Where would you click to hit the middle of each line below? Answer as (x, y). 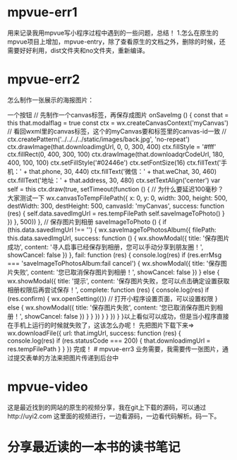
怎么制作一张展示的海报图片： (50, 100)
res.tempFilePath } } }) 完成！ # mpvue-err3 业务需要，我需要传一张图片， (115, 349)
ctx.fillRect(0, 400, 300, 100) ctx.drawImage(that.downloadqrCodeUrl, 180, (116, 154)
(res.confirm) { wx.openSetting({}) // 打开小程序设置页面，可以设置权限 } (113, 298)
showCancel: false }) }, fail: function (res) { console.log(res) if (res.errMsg (115, 254)
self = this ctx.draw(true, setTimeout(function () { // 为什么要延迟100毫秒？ (116, 189)
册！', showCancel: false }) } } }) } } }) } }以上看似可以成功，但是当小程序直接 (118, 316)
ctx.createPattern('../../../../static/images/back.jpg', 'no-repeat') (99, 139)
